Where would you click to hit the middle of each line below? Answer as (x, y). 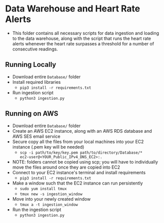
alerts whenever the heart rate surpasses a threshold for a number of (83, 43)
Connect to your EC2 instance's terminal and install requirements (79, 172)
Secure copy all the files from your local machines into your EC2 (78, 141)
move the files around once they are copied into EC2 (66, 167)
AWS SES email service (36, 136)
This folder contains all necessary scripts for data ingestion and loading (86, 33)
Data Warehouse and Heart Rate (73, 9)
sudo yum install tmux (43, 189)
